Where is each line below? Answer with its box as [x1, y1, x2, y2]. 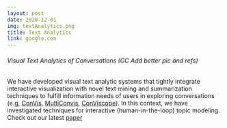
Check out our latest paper [7, 114, 83, 122]
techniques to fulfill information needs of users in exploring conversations [7, 92, 215, 100]
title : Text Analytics [7, 29, 72, 36]
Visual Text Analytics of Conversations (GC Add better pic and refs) [7, 56, 198, 65]
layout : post [7, 10, 44, 17]
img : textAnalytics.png [7, 22, 75, 29]
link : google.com [7, 35, 57, 42]
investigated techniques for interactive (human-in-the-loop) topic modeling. [7, 106, 220, 114]
